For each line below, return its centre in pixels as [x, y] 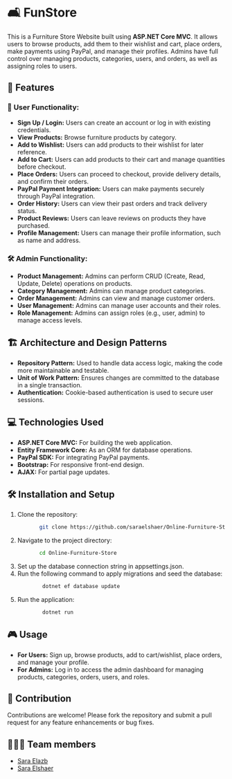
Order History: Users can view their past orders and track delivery [112, 203]
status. [27, 210]
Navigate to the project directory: [64, 540]
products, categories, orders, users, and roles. [83, 677]
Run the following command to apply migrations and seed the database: [120, 574]
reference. [32, 152]
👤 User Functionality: [43, 107]
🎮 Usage [27, 635]
